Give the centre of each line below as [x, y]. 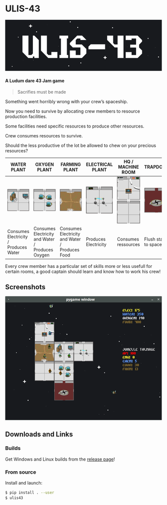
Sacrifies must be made [42, 92]
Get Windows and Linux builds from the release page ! [60, 459]
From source [21, 472]
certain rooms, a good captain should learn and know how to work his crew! [83, 271]
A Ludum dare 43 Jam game [35, 81]
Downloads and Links [39, 434]
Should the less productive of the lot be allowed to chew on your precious [81, 145]
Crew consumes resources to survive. [44, 135]
